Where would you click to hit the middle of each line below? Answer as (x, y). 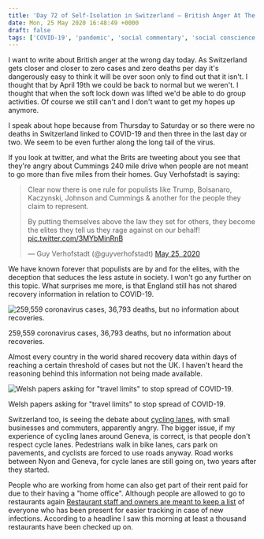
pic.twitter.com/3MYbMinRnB (75, 238)
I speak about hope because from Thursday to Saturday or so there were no (132, 125)
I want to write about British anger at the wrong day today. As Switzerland (128, 60)
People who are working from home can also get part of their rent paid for (128, 485)
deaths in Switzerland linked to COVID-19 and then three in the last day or (128, 134)
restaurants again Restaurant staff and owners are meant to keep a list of (126, 502)
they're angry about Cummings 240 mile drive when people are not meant (128, 166)
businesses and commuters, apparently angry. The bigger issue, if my (122, 428)
